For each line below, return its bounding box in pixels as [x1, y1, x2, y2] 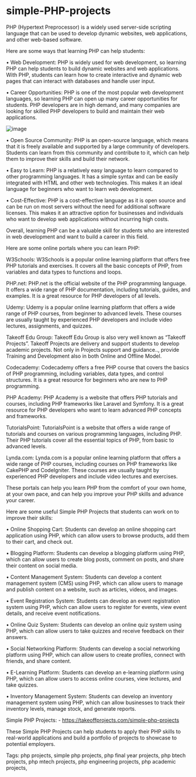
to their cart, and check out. [6, 538, 73, 545]
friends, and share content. [6, 657, 71, 664]
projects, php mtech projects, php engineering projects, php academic [6, 758, 177, 765]
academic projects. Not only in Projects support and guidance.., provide [6, 346, 180, 353]
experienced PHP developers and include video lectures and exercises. [6, 473, 178, 480]
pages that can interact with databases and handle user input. [6, 78, 156, 85]
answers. [6, 633, 28, 641]
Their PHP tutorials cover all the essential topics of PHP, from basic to [6, 436, 174, 443]
